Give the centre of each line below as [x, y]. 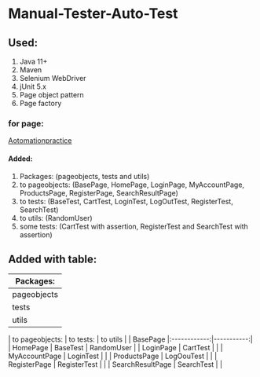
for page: [26, 123]
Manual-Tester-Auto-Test [93, 14]
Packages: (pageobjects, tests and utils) [84, 176]
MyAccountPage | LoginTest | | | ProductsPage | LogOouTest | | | [113, 356]
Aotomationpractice [40, 141]
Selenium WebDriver [53, 78]
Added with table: [53, 259]
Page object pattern [51, 95]
